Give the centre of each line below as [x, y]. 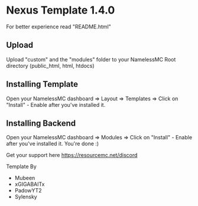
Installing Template [42, 84]
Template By [21, 166]
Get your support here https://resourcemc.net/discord [72, 155]
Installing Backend [41, 123]
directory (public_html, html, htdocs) [50, 66]
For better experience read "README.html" [59, 27]
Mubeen [25, 178]
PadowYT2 [28, 191]
